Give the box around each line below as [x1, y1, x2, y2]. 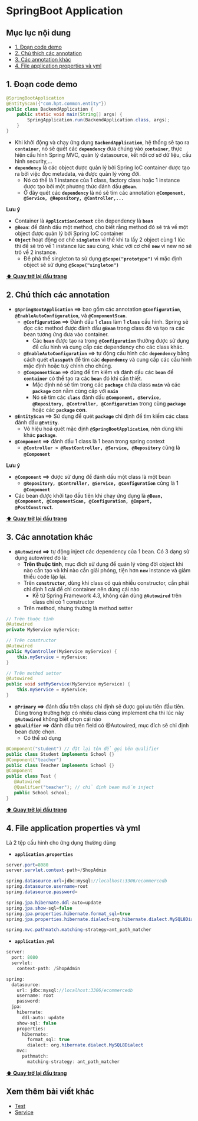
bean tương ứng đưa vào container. [23, 330, 109, 338]
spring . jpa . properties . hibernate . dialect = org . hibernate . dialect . [6, 916, 170, 922]
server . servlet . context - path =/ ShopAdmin [6, 867, 107, 874]
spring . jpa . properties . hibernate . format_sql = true [6, 910, 131, 917]
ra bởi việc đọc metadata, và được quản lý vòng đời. [14, 170, 141, 177]
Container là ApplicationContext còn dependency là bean [14, 217, 153, 224]
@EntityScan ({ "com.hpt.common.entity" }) [6, 101, 107, 107]
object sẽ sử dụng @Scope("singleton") [23, 261, 119, 268]
